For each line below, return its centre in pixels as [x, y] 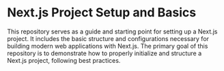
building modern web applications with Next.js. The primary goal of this [108, 46]
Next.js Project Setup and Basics [102, 13]
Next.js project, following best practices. [64, 60]
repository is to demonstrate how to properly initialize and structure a [104, 53]
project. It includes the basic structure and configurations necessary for [108, 38]
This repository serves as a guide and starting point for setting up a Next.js [112, 31]
